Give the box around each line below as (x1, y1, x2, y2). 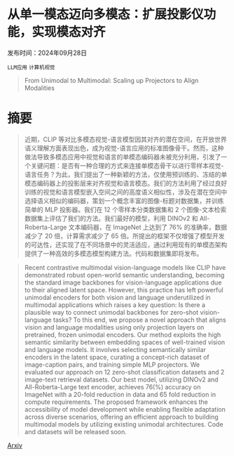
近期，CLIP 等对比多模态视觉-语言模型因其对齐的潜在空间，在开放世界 (24, 135, 228, 143)
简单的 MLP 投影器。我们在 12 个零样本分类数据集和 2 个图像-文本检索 (24, 205, 227, 214)
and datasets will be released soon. (24, 427, 128, 436)
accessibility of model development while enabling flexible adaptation (24, 405, 226, 413)
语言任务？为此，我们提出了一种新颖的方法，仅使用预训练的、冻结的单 (24, 170, 228, 178)
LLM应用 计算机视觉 (7, 64, 55, 71)
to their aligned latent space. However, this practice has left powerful (24, 285, 223, 294)
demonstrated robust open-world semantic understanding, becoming (24, 271, 225, 279)
